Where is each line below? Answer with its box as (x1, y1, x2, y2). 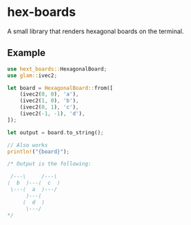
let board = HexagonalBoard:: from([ (7, 84, 113, 91)
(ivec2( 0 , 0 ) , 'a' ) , (19, 91, 79, 98)
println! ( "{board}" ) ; (7, 148, 70, 155)
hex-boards (7, 4, 76, 20)
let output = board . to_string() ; (7, 129, 104, 136)
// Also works (7, 141, 49, 149)
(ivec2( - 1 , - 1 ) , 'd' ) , (19, 110, 85, 117)
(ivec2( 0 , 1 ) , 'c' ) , (19, 104, 79, 111)
